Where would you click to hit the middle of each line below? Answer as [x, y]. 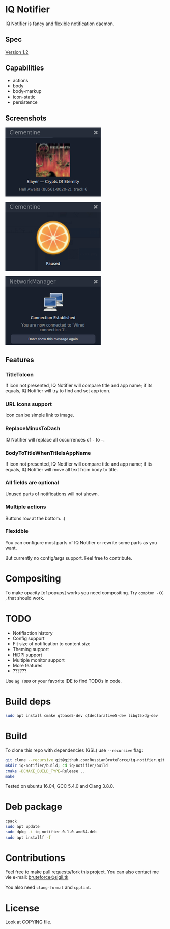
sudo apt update [22, 826]
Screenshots [26, 118]
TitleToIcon [20, 374]
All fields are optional [32, 482]
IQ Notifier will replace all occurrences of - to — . [55, 439]
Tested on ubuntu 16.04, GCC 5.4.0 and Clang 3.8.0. [60, 786]
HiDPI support [27, 655]
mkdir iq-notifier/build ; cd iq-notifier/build [57, 766]
